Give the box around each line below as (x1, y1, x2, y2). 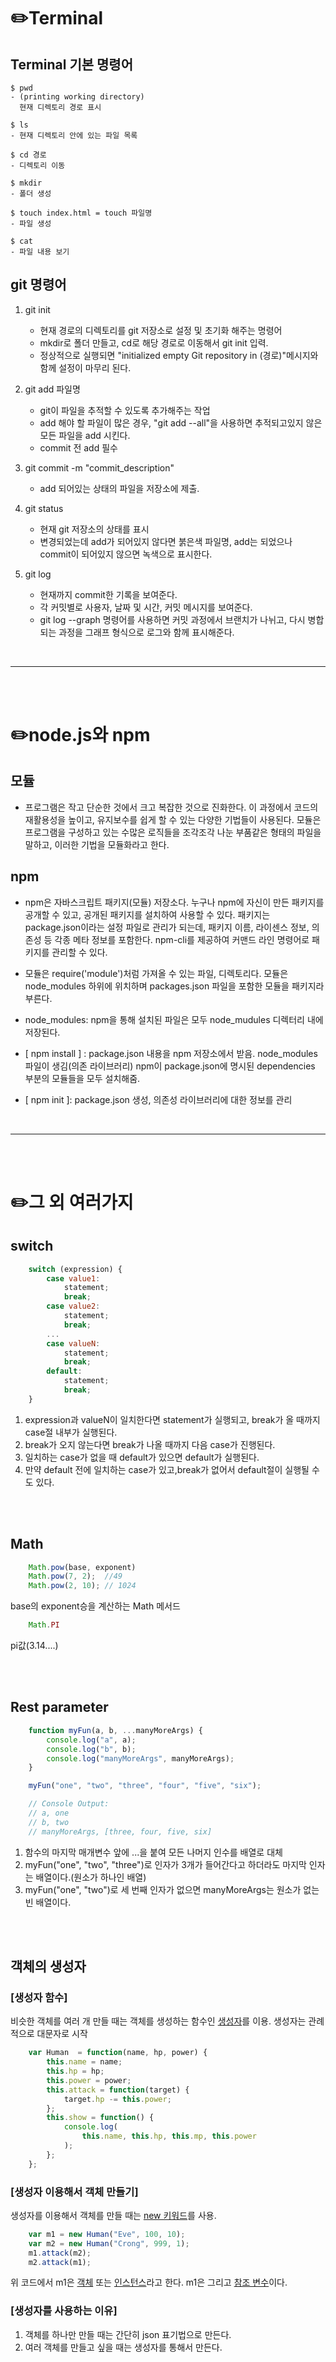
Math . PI (28, 1620, 60, 1630)
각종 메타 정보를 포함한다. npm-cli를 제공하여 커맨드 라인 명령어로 (54, 933, 310, 945)
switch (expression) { (28, 1264, 123, 1274)
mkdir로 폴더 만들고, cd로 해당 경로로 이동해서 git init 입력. (39, 336, 269, 349)
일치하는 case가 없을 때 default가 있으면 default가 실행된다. (24, 1451, 260, 1463)
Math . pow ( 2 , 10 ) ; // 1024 (28, 1581, 137, 1591)
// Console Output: (28, 1799, 110, 1809)
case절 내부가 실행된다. (24, 1426, 118, 1438)
